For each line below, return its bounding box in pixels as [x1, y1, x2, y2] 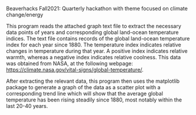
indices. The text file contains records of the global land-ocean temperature [6, 35, 190, 42]
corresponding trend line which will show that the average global [6, 90, 164, 97]
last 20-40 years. [6, 103, 48, 109]
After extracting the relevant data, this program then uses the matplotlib [6, 77, 180, 84]
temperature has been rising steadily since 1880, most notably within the [6, 96, 182, 103]
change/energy [6, 11, 44, 18]
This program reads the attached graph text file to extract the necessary [6, 23, 181, 29]
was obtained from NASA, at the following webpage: [6, 60, 134, 67]
